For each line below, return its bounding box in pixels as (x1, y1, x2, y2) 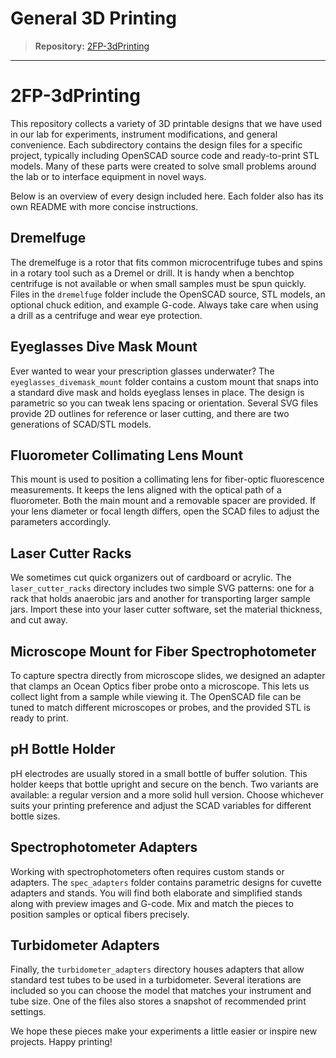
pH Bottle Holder (10, 741, 116, 758)
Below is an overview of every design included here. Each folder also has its (10, 190, 324, 202)
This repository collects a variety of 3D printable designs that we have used (10, 117, 322, 129)
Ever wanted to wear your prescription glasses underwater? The (10, 365, 275, 377)
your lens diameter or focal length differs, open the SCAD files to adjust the (10, 505, 320, 517)
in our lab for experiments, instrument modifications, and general (10, 128, 278, 140)
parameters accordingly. (10, 516, 112, 528)
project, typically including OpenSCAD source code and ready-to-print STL (10, 149, 320, 161)
